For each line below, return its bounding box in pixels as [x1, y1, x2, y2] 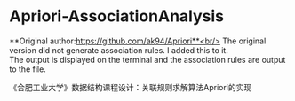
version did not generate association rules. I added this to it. [9, 44, 228, 55]
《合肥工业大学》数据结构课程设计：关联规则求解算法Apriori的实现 [9, 82, 252, 92]
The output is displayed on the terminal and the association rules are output [9, 54, 286, 65]
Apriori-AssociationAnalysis [9, 6, 225, 27]
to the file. [9, 64, 46, 74]
